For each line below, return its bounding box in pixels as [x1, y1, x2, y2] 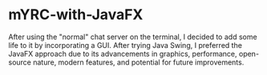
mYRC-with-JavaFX [8, 6, 144, 24]
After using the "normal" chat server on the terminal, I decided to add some [8, 32, 258, 41]
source [8, 57, 32, 67]
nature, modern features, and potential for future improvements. [33, 57, 245, 67]
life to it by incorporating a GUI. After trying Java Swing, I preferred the [8, 40, 243, 49]
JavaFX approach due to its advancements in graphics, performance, [8, 49, 238, 58]
